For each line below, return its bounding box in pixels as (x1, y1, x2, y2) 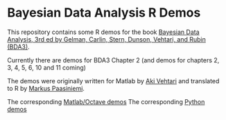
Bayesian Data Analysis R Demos (7, 5, 201, 21)
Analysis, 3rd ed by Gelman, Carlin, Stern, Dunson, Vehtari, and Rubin (7, 35, 207, 43)
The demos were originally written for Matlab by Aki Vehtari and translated (7, 76, 220, 85)
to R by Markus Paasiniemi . (7, 84, 85, 92)
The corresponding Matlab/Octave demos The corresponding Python (7, 97, 205, 105)
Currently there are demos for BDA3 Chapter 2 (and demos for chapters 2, (7, 55, 220, 64)
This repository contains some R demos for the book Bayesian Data (7, 28, 200, 36)
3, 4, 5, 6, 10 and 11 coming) (7, 63, 87, 71)
